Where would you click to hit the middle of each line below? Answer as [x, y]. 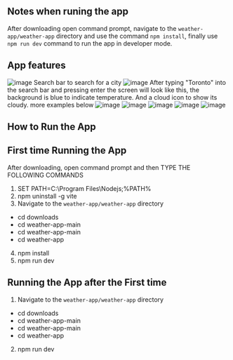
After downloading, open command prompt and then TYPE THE [99, 167]
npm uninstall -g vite [47, 196]
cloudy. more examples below [51, 105]
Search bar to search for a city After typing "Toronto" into [130, 82]
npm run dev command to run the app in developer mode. [90, 43]
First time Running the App [67, 151]
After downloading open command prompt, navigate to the [92, 28]
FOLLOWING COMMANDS [46, 175]
